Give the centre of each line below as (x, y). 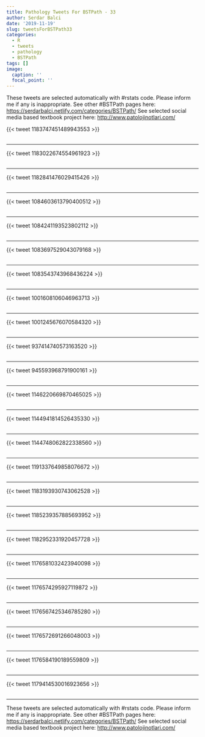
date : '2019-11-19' (31, 23)
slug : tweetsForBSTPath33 (39, 29)
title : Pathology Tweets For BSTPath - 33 (61, 12)
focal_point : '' (32, 80)
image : (15, 69)
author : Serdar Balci (34, 18)
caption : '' (27, 75)
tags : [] (17, 63)
